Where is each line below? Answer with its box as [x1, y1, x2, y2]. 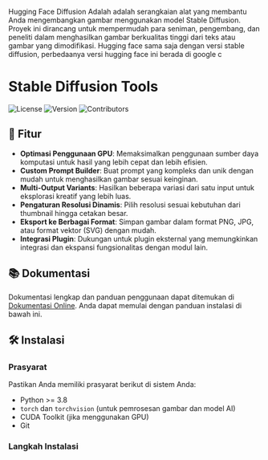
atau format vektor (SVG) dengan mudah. [19, 225, 156, 235]
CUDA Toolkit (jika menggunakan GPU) [19, 413, 150, 422]
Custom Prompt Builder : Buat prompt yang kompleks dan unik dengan [19, 165, 254, 175]
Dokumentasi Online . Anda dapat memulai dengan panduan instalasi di [8, 300, 242, 310]
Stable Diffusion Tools [8, 78, 159, 96]
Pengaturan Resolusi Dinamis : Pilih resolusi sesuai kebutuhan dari [19, 200, 241, 210]
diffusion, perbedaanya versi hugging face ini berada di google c [8, 50, 222, 59]
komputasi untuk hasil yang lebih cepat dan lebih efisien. [19, 157, 208, 167]
